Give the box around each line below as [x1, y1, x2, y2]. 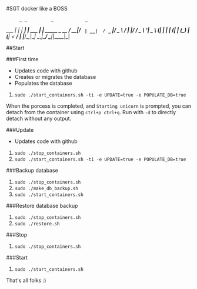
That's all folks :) [6, 277, 46, 284]
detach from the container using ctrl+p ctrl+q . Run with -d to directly [6, 109, 176, 115]
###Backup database [6, 167, 59, 174]
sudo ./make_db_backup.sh [14, 185, 78, 191]
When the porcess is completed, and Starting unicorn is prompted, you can [6, 102, 192, 109]
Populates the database [14, 79, 72, 87]
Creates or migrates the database [14, 74, 96, 80]
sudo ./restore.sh [14, 221, 60, 227]
